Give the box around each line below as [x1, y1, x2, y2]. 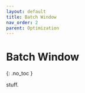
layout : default [6, 8, 46, 15]
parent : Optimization [6, 25, 60, 31]
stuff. [6, 81, 19, 88]
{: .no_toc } [6, 70, 33, 77]
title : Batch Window [6, 14, 57, 20]
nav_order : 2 [6, 19, 38, 25]
